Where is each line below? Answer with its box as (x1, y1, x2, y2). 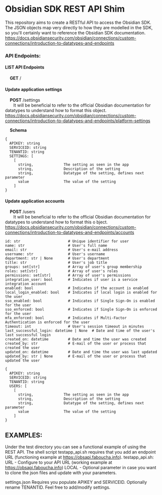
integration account (5, 281, 47, 287)
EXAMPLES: (5, 431, 43, 439)
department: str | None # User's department (5, 256, 110, 261)
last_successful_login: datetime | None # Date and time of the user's (5, 329, 155, 333)
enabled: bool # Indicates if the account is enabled (5, 286, 149, 291)
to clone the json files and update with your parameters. (5, 470, 117, 476)
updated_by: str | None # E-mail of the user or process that (5, 354, 146, 359)
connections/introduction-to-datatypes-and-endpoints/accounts (5, 230, 134, 236)
